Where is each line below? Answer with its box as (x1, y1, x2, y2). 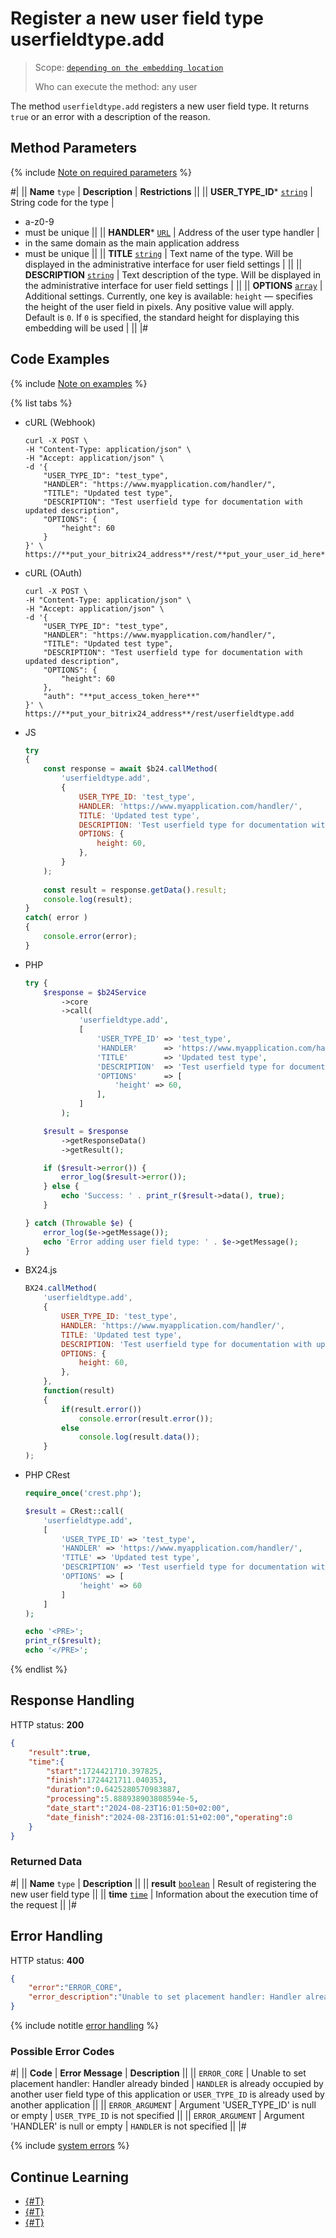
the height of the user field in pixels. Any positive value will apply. (24, 300, 295, 312)
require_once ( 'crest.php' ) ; (24, 1488, 142, 1499)
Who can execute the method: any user (34, 80, 198, 92)
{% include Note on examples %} (10, 377, 148, 389)
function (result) (43, 1386, 115, 1396)
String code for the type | (10, 196, 115, 208)
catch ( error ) (24, 913, 89, 923)
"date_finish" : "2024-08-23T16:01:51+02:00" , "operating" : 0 (46, 1812, 293, 1822)
